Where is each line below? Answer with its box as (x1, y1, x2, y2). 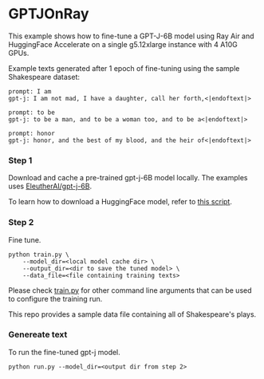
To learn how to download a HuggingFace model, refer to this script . (8, 197, 233, 207)
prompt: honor (8, 129, 56, 137)
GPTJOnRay (8, 5, 89, 23)
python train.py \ (8, 251, 69, 259)
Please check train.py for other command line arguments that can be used (8, 285, 253, 295)
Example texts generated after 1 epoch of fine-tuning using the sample (8, 63, 240, 73)
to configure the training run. (8, 294, 103, 303)
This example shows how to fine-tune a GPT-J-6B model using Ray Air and (8, 31, 254, 41)
